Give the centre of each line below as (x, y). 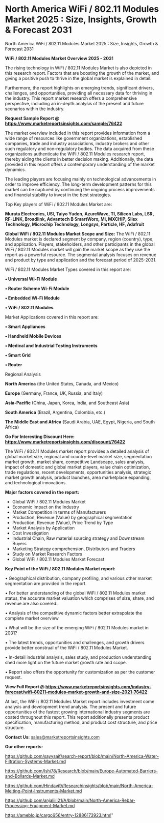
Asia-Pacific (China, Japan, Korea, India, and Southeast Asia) (67, 403)
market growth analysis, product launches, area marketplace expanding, (78, 477)
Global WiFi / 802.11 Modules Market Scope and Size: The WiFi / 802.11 (78, 234)
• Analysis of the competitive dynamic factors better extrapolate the (74, 613)
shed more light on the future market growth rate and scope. (66, 662)
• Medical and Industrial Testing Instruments (51, 346)
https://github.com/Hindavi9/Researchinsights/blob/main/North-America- (79, 786)
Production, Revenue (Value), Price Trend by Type (63, 523)
